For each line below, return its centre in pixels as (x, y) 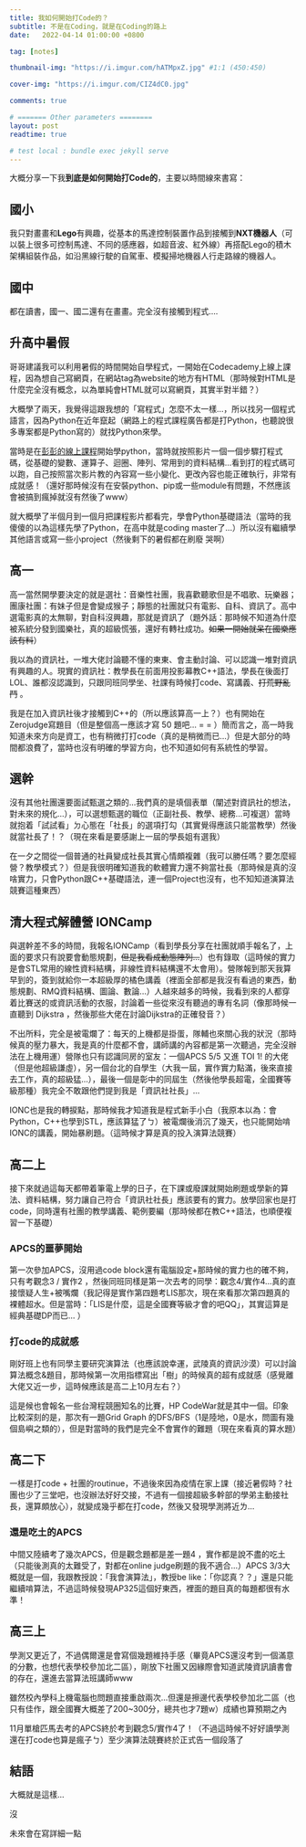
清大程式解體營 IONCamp (81, 922)
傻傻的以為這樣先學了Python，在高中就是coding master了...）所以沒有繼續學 (153, 527)
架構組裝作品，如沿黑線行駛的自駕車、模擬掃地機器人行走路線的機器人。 (145, 256)
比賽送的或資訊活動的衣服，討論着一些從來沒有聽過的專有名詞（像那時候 (153, 1003)
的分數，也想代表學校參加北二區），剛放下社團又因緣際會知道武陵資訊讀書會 (151, 1666)
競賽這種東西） (37, 891)
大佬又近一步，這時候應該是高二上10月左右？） (97, 1386)
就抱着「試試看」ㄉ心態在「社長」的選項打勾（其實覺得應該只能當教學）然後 (153, 825)
